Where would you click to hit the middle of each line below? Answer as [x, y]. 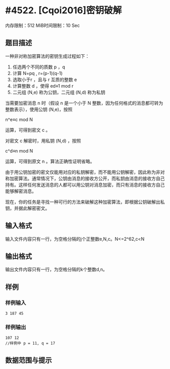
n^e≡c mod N [19, 119]
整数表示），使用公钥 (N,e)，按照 [39, 109]
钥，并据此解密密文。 [27, 208]
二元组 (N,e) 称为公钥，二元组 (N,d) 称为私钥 [59, 92]
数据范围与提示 [29, 360]
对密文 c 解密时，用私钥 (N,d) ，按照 [43, 140]
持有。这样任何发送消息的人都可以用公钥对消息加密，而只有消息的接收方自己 [85, 184]
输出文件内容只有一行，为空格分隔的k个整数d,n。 [56, 270]
